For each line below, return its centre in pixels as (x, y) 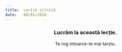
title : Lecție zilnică (30, 10)
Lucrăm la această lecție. (85, 33)
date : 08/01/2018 (26, 15)
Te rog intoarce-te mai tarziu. (85, 43)
